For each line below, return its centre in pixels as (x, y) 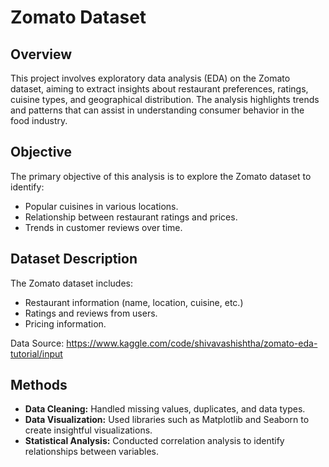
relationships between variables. (91, 452)
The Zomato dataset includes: (72, 283)
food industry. (39, 120)
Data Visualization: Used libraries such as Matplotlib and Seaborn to (167, 420)
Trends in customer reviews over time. (103, 227)
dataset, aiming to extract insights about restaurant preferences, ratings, (159, 89)
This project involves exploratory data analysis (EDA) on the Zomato (150, 78)
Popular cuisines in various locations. (101, 206)
